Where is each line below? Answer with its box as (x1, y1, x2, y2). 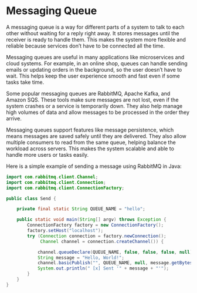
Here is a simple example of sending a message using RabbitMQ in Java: (6, 163, 182, 170)
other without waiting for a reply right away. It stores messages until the (6, 29, 179, 36)
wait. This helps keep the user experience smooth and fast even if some (6, 72, 180, 79)
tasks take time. (6, 78, 45, 86)
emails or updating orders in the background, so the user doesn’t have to (6, 66, 182, 73)
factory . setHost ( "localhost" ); (27, 228, 104, 234)
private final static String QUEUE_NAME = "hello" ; (16, 206, 145, 212)
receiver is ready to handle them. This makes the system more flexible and (6, 36, 186, 43)
